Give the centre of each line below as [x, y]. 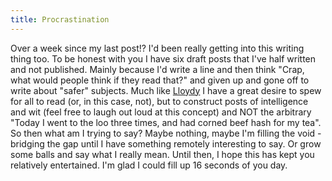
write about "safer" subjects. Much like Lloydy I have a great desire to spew [166, 90]
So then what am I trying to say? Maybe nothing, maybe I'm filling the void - [166, 133]
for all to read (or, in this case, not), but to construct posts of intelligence [159, 101]
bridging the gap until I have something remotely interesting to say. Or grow [166, 143]
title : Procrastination [60, 19]
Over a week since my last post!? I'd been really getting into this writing [157, 48]
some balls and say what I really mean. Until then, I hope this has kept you [162, 154]
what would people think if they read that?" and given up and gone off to [160, 80]
